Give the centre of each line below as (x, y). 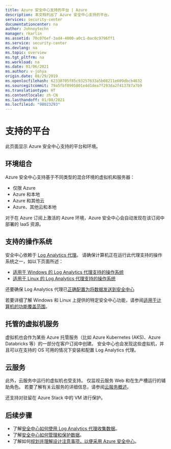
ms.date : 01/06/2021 (27, 67)
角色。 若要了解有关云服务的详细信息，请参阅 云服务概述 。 (70, 387)
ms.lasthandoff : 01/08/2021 (35, 100)
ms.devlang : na (21, 48)
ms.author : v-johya (26, 72)
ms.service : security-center (36, 43)
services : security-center (34, 19)
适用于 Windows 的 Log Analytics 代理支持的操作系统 (68, 272)
